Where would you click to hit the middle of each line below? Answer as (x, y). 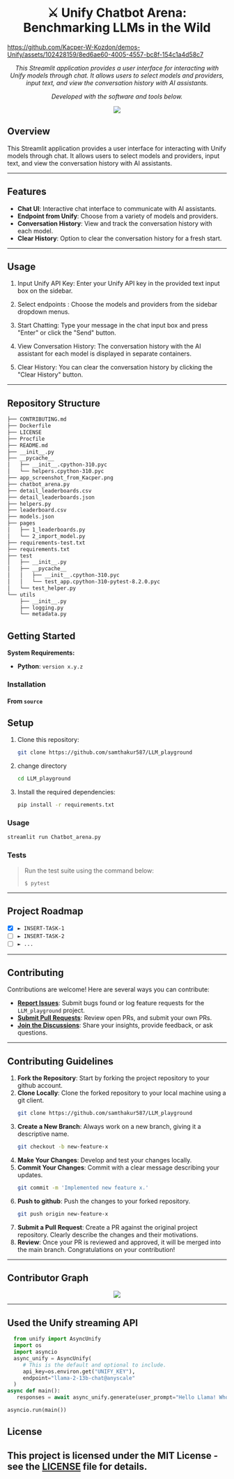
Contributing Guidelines (60, 1061)
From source (25, 701)
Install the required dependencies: (67, 792)
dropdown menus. (44, 312)
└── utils (22, 595)
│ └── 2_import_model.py (46, 536)
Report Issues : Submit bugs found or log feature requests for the (111, 1003)
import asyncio (36, 1352)
